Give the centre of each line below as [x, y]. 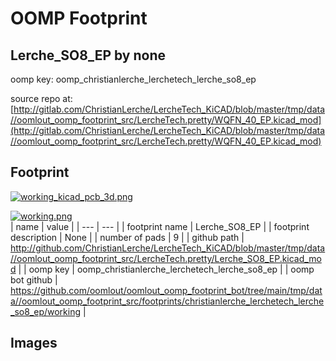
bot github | [34, 279]
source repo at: [41, 98]
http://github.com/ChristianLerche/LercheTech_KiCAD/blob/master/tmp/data [168, 248]
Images [34, 343]
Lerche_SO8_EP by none [88, 55]
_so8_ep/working [46, 311]
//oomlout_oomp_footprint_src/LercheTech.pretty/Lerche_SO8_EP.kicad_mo [166, 258]
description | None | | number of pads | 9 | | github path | [127, 237]
